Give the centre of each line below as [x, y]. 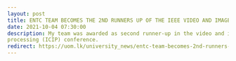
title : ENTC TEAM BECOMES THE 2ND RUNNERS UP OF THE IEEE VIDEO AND [110, 20]
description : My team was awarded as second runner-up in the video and [116, 33]
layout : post [26, 14]
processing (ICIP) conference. [53, 40]
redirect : [22, 46]
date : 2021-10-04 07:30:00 [47, 27]
